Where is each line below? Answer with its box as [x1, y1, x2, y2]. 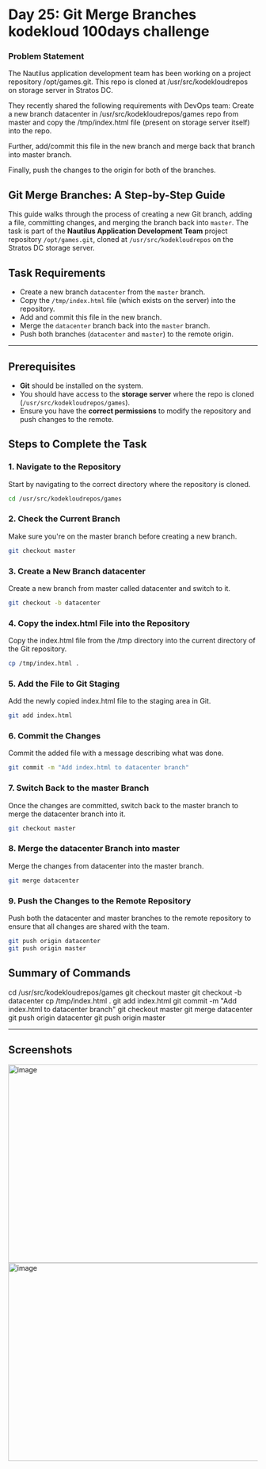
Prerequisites [8, 359, 76, 374]
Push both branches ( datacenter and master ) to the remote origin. [19, 329, 234, 339]
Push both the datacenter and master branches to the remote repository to [8, 913, 252, 922]
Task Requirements [8, 266, 106, 279]
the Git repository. [8, 644, 67, 654]
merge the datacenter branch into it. [8, 809, 126, 819]
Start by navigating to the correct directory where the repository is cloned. [8, 479, 251, 489]
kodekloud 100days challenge [8, 22, 210, 40]
